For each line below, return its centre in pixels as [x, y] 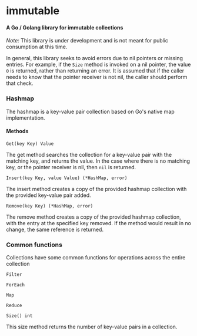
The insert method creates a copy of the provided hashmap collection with [96, 189]
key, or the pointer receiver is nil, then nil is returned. [71, 167]
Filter [14, 275]
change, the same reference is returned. [55, 229]
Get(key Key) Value [30, 144]
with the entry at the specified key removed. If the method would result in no [99, 223]
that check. [20, 83]
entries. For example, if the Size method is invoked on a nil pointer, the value [98, 65]
